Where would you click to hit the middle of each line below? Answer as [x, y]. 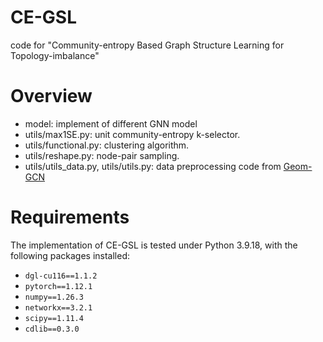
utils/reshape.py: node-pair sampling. [102, 155]
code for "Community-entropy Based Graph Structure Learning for [147, 45]
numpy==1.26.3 [54, 297]
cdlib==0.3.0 [52, 329]
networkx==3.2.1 [58, 307]
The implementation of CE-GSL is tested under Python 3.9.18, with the [154, 245]
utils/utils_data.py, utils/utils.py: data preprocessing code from [153, 166]
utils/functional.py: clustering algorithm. [107, 145]
